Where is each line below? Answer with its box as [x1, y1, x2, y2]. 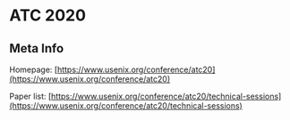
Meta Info [9, 41, 64, 56]
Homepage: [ [9, 64, 58, 75]
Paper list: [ [9, 91, 52, 101]
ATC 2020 [9, 5, 87, 26]
